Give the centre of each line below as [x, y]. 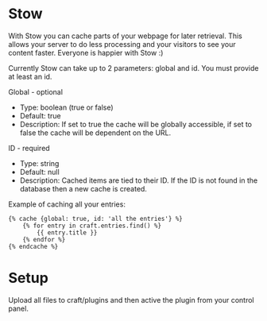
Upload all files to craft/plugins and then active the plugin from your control [131, 300]
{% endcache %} [33, 246]
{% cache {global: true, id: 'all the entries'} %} [95, 219]
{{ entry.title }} [67, 232]
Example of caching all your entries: [67, 204]
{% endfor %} [44, 239]
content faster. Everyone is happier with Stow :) [86, 52]
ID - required [29, 148]
